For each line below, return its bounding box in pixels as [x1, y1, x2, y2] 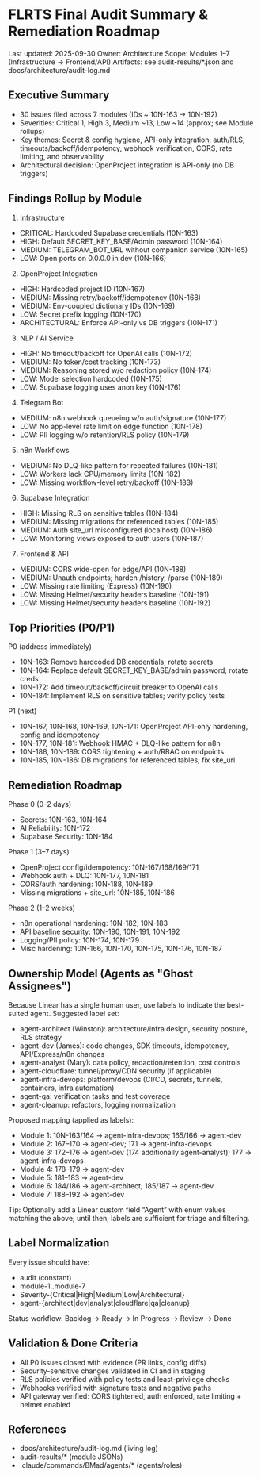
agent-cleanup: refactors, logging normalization [19, 1100, 176, 1109]
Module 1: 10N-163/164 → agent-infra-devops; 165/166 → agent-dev [19, 1131, 242, 1140]
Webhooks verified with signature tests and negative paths [19, 1383, 212, 1392]
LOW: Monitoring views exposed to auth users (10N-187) [19, 533, 204, 543]
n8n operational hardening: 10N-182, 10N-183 [19, 919, 168, 928]
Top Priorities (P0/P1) [8, 620, 115, 634]
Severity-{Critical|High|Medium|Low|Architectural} [19, 1289, 185, 1299]
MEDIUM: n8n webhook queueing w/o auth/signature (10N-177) [19, 413, 227, 422]
